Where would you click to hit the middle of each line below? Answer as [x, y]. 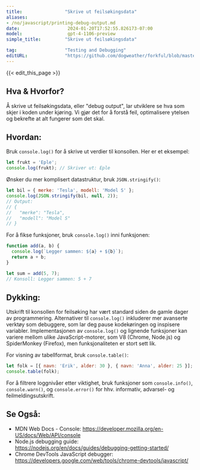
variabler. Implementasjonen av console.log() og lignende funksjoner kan [97, 331]
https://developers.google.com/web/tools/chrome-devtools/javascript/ [101, 460]
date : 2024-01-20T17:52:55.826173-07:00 [79, 28]
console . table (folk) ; [33, 372]
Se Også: [23, 414]
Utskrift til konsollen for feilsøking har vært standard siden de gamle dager [97, 312]
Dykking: [23, 297]
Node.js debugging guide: [47, 441]
